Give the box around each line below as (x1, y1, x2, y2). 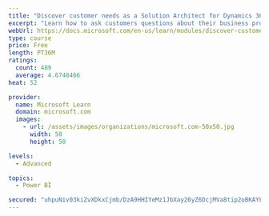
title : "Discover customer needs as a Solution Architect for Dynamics (8, 11, 252, 20)
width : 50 (29, 130, 62, 138)
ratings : (8, 57, 38, 65)
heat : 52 (8, 78, 38, 86)
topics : (8, 174, 34, 182)
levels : (8, 152, 34, 160)
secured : (8, 196, 38, 204)
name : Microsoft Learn (15, 101, 91, 109)
